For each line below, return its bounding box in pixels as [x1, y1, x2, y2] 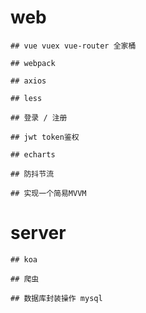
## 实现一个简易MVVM [10, 188, 87, 198]
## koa [10, 254, 38, 265]
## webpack [10, 58, 56, 68]
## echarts [10, 149, 56, 160]
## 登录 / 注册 [10, 112, 68, 123]
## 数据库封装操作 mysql [10, 293, 103, 303]
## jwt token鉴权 [10, 132, 80, 142]
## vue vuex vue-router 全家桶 [10, 41, 137, 51]
